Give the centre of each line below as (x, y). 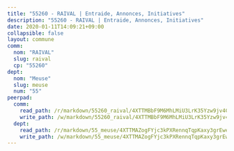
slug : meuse (31, 85)
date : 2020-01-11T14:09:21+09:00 (56, 26)
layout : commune (31, 40)
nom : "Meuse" (32, 78)
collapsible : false (36, 33)
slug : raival (32, 59)
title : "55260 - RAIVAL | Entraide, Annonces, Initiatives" (96, 14)
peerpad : (20, 98)
